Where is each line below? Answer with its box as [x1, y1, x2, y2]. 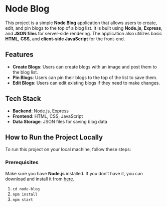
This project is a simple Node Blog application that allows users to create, [5, 20, 157, 26]
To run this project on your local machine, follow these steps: [5, 147, 131, 153]
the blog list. [12, 69, 39, 75]
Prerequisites [5, 159, 39, 166]
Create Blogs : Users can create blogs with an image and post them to [12, 63, 157, 70]
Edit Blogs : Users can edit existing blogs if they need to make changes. [12, 80, 160, 86]
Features [5, 50, 34, 59]
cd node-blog [12, 186, 40, 191]
